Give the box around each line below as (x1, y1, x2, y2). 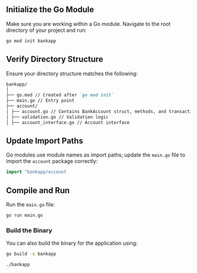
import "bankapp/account (6, 169, 67, 175)
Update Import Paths (6, 135, 83, 146)
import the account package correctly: (6, 158, 98, 165)
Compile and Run (6, 185, 70, 195)
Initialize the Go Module (6, 5, 94, 15)
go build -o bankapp (6, 251, 57, 257)
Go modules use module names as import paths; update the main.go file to (6, 151, 186, 158)
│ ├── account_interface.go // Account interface (6, 119, 130, 125)
